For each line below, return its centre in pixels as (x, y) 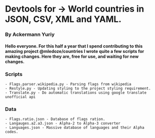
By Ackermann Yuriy (30, 34)
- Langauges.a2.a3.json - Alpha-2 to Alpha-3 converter (63, 123)
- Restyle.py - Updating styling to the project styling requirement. (78, 88)
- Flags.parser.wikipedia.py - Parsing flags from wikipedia (68, 84)
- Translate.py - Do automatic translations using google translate (76, 93)
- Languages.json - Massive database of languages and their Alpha (75, 128)
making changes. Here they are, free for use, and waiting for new (72, 56)
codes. (12, 132)
